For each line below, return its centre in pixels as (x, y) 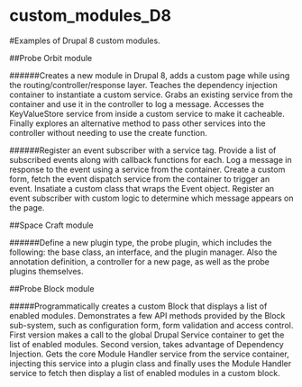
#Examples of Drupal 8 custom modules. (85, 40)
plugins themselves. (46, 271)
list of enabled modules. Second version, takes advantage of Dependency (146, 344)
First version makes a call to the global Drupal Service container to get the (147, 335)
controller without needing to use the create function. (108, 132)
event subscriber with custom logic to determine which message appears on (151, 198)
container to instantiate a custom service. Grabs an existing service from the (151, 94)
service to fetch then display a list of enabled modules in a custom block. (145, 373)
